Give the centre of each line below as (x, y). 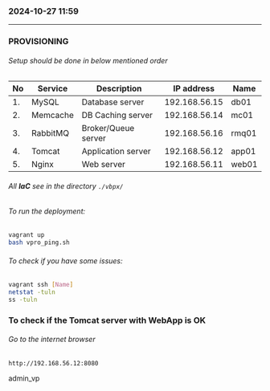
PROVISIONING (39, 42)
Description (119, 88)
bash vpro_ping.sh (39, 242)
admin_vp (24, 378)
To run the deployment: (47, 211)
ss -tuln (23, 299)
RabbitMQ (51, 133)
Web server (104, 165)
